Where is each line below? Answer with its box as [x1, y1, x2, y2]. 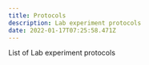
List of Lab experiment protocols [8, 48, 116, 58]
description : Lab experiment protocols [8, 19, 142, 27]
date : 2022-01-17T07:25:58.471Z [8, 26, 116, 34]
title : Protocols [8, 11, 66, 20]
